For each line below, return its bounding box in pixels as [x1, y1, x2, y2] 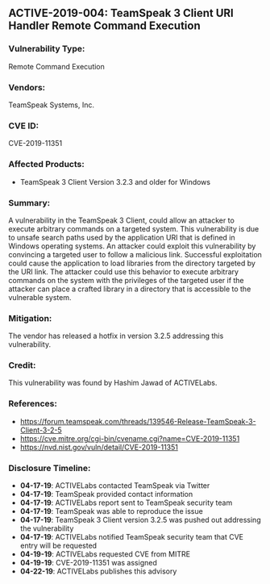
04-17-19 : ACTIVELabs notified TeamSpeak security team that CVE [19, 532, 244, 542]
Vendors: [8, 81, 46, 93]
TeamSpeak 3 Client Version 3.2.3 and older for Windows [19, 177, 211, 186]
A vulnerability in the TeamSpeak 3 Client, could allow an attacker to [8, 215, 235, 225]
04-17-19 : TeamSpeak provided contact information [19, 490, 193, 499]
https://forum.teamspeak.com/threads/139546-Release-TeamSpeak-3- [19, 416, 256, 426]
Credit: [8, 360, 36, 371]
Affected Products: [8, 159, 85, 170]
